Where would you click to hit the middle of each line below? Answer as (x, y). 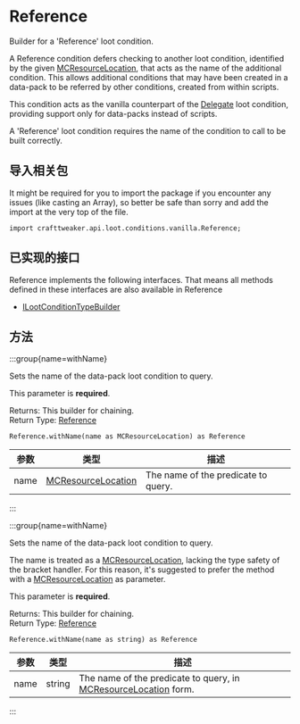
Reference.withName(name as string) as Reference (104, 640)
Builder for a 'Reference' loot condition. (81, 41)
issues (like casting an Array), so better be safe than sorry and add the (139, 202)
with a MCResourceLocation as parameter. (87, 579)
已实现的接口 (45, 258)
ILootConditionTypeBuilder (71, 306)
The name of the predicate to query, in (159, 678)
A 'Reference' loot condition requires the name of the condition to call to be (148, 130)
